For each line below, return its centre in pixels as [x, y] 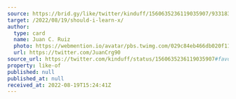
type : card [29, 33]
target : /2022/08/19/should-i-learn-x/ [66, 20]
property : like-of [34, 66]
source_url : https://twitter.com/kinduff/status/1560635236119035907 [111, 59]
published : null [31, 72]
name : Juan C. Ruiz [42, 40]
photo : [23, 46]
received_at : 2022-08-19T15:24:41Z [59, 85]
